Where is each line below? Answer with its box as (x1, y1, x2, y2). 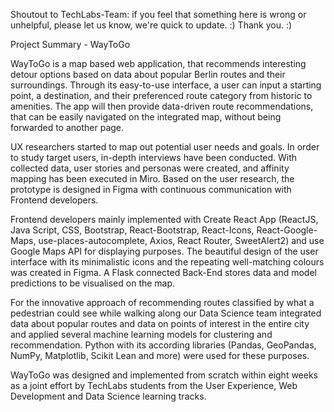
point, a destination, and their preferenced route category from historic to (10, 90, 313, 101)
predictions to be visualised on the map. (10, 277, 176, 289)
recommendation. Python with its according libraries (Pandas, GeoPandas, (10, 339, 317, 351)
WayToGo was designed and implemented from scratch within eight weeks (10, 369, 319, 381)
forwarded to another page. (10, 122, 125, 133)
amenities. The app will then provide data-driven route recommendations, (10, 100, 314, 112)
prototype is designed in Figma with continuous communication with (10, 184, 292, 195)
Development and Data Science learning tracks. (10, 390, 207, 402)
